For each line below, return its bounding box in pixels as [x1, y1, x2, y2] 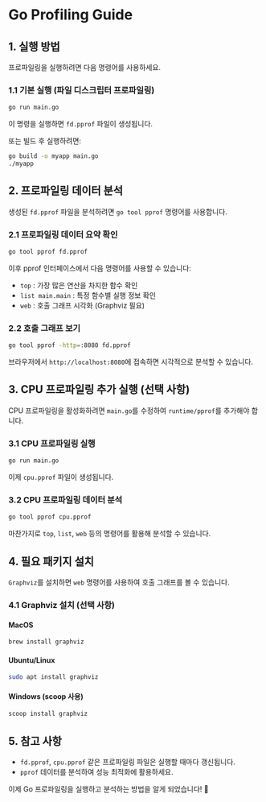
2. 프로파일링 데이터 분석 [8, 184, 123, 198]
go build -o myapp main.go [8, 152, 99, 160]
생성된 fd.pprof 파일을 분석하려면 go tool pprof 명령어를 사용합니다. [8, 207, 227, 217]
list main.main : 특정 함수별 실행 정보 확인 [19, 290, 157, 300]
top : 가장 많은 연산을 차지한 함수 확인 [19, 280, 138, 290]
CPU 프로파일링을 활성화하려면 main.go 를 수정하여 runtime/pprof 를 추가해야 [8, 405, 250, 415]
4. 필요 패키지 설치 [8, 554, 95, 568]
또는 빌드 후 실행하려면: [8, 136, 82, 146]
